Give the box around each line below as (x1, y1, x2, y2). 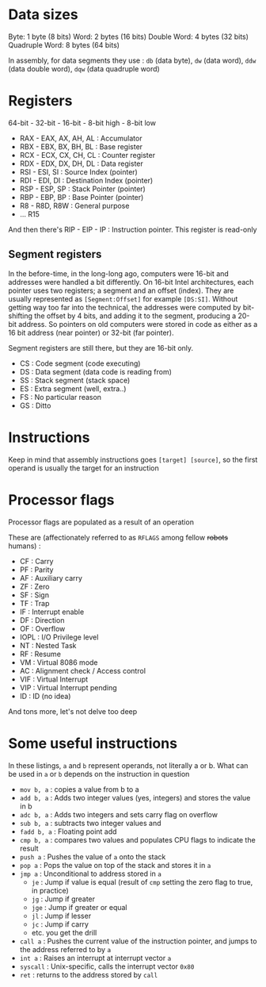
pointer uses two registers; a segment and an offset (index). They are (8, 286, 234, 295)
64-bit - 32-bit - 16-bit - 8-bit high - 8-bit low (8, 117, 157, 128)
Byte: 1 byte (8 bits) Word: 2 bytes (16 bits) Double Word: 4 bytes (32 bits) (8, 32, 249, 41)
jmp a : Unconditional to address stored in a (19, 869, 162, 878)
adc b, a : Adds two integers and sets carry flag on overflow (19, 809, 218, 819)
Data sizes (8, 6, 78, 24)
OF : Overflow (19, 624, 66, 633)
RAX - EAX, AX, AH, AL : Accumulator (19, 133, 142, 143)
